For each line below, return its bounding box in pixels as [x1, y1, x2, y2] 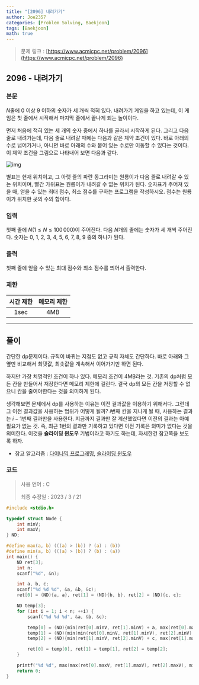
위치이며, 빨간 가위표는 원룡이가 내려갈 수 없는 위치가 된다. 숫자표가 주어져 [12, 180, 183, 187]
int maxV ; [17, 527, 41, 533]
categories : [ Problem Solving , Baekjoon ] [6, 20, 110, 25]
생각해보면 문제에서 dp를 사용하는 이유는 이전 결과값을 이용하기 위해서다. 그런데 [6, 400, 190, 407]
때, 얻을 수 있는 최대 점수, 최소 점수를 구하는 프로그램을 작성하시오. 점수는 [12, 188, 181, 195]
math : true [6, 31, 33, 37]
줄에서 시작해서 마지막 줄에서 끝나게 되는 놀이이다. [23, 114, 139, 121]
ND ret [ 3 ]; [17, 559, 44, 565]
